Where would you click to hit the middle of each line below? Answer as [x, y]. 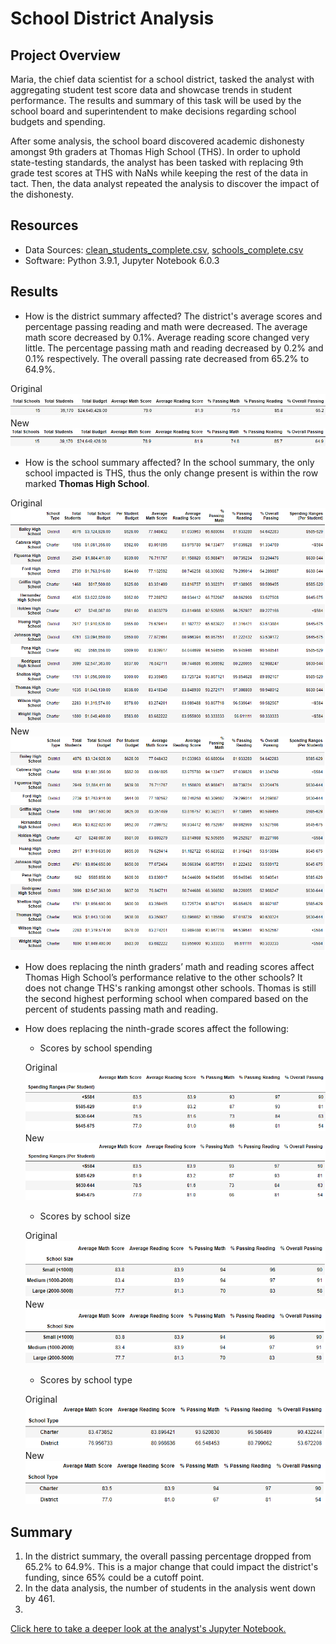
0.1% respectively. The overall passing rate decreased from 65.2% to [167, 358]
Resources [44, 225]
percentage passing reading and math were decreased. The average [166, 326]
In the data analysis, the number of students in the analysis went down [170, 1588]
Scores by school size [85, 1216]
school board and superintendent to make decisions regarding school [153, 111]
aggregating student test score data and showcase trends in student [151, 90]
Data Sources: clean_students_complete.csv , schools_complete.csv [164, 249]
